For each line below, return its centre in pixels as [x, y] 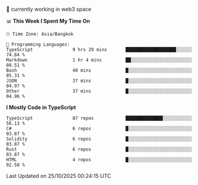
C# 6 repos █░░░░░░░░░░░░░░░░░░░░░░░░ [99, 129]
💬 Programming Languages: [38, 44]
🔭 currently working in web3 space [49, 9]
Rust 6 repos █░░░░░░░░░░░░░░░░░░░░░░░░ [99, 149]
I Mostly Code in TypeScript [41, 107]
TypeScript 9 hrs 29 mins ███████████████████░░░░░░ [99, 50]
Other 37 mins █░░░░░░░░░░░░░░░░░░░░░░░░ [99, 91]
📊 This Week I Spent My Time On [48, 21]
